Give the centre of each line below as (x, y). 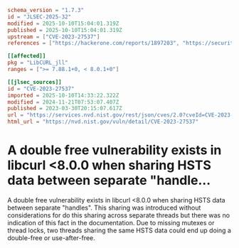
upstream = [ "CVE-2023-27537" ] (54, 37)
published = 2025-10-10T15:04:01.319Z (65, 30)
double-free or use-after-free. (52, 237)
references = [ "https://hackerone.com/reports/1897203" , (94, 43)
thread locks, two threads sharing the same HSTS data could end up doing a (119, 230)
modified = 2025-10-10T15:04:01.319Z (63, 23)
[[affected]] (27, 56)
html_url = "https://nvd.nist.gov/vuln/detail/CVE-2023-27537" (103, 122)
